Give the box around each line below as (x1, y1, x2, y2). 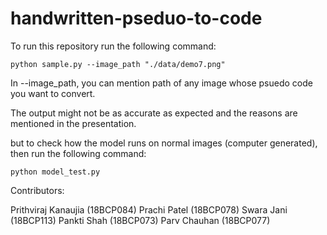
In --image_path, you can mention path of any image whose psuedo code (10, 77, 313, 89)
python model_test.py (10, 167, 101, 177)
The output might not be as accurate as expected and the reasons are (10, 107, 298, 119)
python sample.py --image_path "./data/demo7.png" (10, 59, 226, 69)
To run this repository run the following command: (10, 40, 217, 52)
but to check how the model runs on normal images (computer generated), (10, 137, 318, 149)
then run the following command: (10, 147, 147, 159)
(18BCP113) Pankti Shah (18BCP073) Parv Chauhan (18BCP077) (10, 214, 271, 226)
